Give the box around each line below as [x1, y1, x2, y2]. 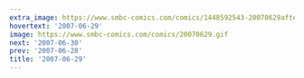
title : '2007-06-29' [9, 55, 88, 64]
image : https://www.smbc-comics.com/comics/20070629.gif [9, 30, 229, 39]
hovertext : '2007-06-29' [9, 22, 103, 30]
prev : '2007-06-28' [9, 47, 83, 56]
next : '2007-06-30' [9, 38, 83, 48]
